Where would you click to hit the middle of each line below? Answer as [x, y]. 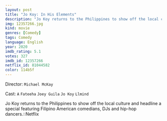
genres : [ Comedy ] [23, 33]
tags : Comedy [19, 38]
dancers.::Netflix [22, 114]
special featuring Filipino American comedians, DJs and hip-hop [71, 109]
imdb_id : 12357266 [24, 61]
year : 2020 [16, 47]
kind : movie [17, 28]
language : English [24, 42]
